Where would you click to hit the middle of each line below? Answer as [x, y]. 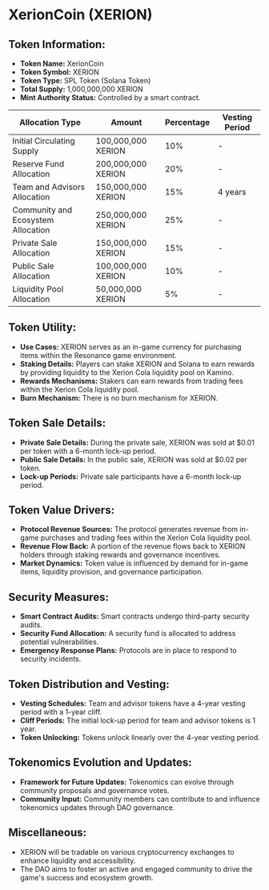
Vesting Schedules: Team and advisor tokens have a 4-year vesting [132, 703]
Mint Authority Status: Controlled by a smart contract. [110, 97]
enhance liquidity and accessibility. [78, 860]
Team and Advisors [49, 187]
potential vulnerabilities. [59, 642]
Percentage [187, 122]
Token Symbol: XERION [60, 72]
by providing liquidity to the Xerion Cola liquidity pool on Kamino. [127, 372]
